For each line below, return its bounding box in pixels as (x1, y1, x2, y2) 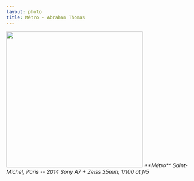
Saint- (172, 161, 188, 169)
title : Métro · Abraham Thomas (6, 14, 85, 21)
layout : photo (6, 8, 42, 15)
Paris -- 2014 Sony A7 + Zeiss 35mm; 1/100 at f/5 (25, 168, 150, 175)
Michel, (6, 168, 25, 175)
